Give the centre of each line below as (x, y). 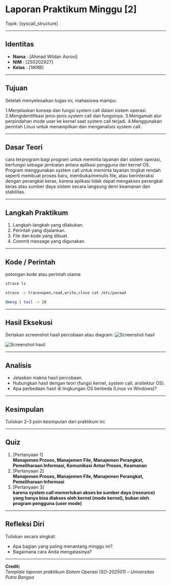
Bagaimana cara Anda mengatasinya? (52, 551)
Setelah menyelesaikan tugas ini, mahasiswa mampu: (61, 100)
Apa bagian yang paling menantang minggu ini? (63, 546)
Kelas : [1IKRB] (28, 67)
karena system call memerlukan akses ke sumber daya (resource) (84, 492)
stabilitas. (15, 192)
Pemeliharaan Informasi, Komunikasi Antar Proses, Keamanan (80, 465)
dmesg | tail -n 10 (26, 302)
